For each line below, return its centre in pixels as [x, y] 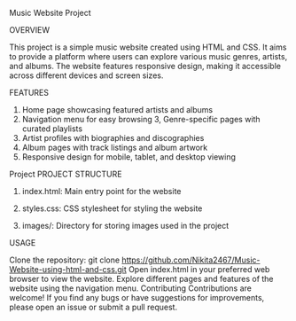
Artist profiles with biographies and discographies [113, 138]
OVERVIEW [30, 30]
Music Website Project [50, 13]
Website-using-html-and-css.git [68, 269]
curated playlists [52, 129]
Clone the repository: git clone [65, 260]
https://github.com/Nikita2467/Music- [191, 260]
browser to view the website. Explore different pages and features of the [141, 279]
